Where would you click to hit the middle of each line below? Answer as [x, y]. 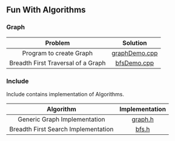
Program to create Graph [58, 53]
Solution [134, 43]
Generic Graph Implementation [61, 119]
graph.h [143, 119]
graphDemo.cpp [135, 53]
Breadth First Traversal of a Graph [58, 63]
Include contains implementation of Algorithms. [65, 94]
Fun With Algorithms [46, 10]
